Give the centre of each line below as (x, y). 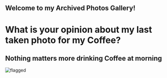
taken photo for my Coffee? (63, 40)
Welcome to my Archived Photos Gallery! (70, 8)
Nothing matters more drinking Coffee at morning (83, 58)
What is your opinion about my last (79, 30)
